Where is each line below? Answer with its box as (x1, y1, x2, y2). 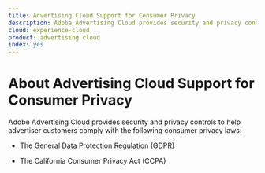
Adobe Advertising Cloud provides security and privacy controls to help (8, 117, 241, 127)
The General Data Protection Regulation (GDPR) (19, 141, 175, 150)
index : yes (8, 41, 44, 49)
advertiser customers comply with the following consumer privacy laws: (8, 126, 242, 135)
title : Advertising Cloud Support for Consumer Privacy (8, 11, 196, 20)
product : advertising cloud (8, 33, 101, 42)
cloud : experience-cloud (8, 26, 90, 34)
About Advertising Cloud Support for (8, 75, 255, 93)
